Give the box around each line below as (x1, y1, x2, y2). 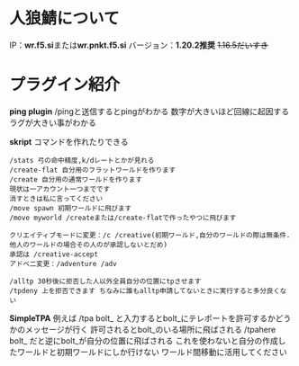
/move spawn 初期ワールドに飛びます (9, 203, 132, 212)
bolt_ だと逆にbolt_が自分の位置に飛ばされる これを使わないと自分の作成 (9, 335, 278, 346)
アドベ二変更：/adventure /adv (9, 259, 117, 268)
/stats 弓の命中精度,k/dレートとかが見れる (9, 156, 155, 165)
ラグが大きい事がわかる (9, 117, 96, 128)
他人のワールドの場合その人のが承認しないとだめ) (9, 240, 168, 249)
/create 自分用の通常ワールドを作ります (9, 174, 142, 184)
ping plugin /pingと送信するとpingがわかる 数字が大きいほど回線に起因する (9, 105, 290, 117)
